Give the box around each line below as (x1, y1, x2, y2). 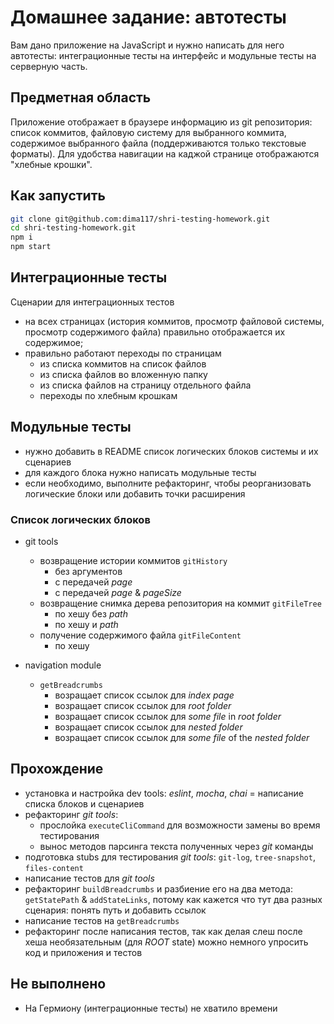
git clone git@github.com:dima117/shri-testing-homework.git (10, 214, 271, 224)
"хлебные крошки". (10, 158, 93, 170)
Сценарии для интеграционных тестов (10, 296, 175, 308)
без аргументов (54, 565, 123, 577)
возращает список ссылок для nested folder (54, 721, 243, 733)
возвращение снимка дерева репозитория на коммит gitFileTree (39, 597, 322, 609)
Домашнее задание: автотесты (10, 6, 287, 29)
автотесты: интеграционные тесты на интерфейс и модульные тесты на (10, 49, 317, 61)
